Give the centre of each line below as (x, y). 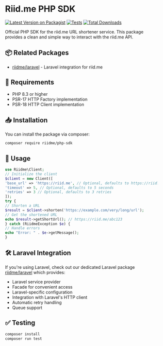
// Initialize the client (31, 174)
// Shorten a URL (23, 206)
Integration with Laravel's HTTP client (49, 297)
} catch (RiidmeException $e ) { (38, 224)
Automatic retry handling (37, 302)
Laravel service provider (36, 282)
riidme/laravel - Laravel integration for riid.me (57, 67)
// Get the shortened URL (31, 215)
